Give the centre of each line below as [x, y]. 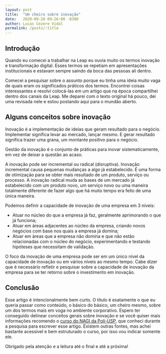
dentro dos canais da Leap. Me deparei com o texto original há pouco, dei [81, 96]
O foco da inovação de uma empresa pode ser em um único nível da [75, 256]
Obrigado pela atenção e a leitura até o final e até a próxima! [67, 346]
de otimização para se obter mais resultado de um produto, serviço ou [77, 175]
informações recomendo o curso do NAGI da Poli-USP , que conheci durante [83, 321]
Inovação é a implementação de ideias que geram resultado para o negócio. [83, 129]
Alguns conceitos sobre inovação [58, 117]
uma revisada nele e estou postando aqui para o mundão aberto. [71, 101]
